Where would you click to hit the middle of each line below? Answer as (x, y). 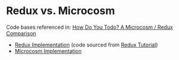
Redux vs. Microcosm (61, 11)
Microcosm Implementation (48, 51)
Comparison (21, 33)
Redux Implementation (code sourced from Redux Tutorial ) (86, 45)
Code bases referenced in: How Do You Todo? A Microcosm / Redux (89, 27)
